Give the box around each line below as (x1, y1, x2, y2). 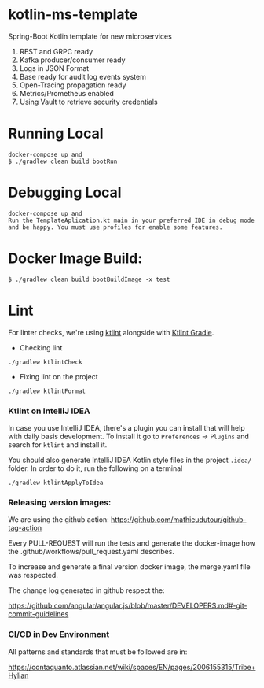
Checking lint (19, 342, 63, 352)
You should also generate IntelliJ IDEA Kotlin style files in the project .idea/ (8, 455, 252, 464)
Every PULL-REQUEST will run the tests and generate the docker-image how (8, 538, 255, 548)
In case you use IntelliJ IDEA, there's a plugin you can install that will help (8, 423, 245, 432)
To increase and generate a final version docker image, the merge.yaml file (8, 562, 251, 571)
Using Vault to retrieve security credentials (19, 97, 159, 106)
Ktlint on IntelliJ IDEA (8, 405, 90, 416)
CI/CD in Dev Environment (8, 629, 110, 640)
